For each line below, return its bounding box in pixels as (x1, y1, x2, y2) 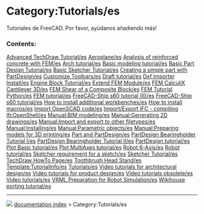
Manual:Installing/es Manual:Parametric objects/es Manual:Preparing (6, 125, 179, 132)
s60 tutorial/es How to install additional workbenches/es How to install (6, 98, 183, 106)
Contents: (6, 40, 36, 48)
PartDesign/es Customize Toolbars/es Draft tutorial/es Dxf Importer (6, 73, 175, 80)
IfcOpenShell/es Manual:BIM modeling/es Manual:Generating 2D (6, 111, 168, 119)
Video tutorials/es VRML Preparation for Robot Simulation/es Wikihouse (6, 176, 185, 184)
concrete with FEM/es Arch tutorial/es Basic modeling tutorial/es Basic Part (6, 60, 194, 67)
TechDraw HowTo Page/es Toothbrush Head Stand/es (6, 157, 141, 164)
